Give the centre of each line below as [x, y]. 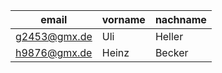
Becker [171, 52]
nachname [180, 19]
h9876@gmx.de [54, 52]
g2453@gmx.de [54, 36]
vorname [123, 19]
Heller [169, 36]
